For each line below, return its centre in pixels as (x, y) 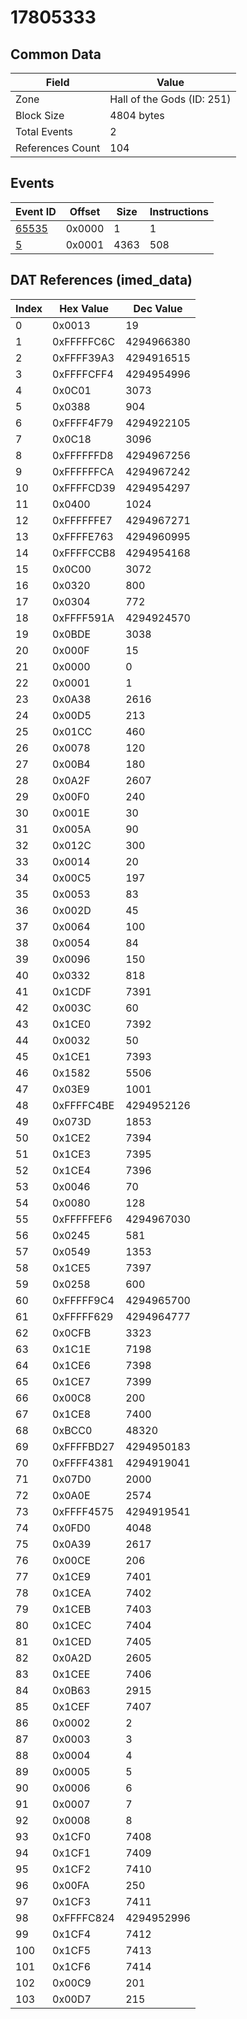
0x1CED (72, 1641)
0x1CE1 (72, 1056)
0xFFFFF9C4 (83, 1300)
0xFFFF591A (83, 618)
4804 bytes (137, 115)
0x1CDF (72, 991)
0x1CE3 (72, 1154)
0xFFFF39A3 (83, 358)
